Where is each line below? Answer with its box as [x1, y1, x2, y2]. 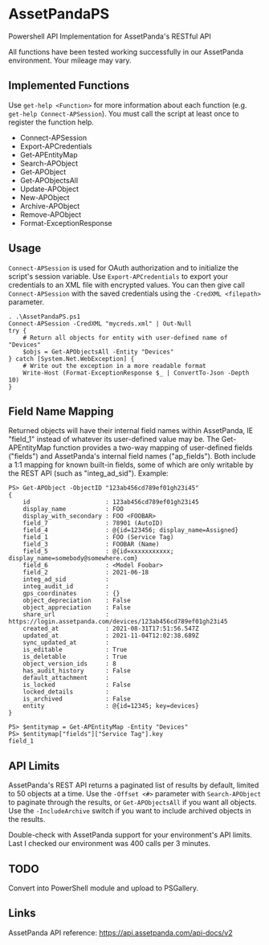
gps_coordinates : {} [22, 590, 120, 598]
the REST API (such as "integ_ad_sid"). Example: [8, 468, 169, 478]
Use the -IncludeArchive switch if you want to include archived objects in [8, 806, 251, 816]
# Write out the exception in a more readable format [22, 362, 206, 370]
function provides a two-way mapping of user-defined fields [53, 443, 253, 452]
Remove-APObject [19, 210, 82, 219]
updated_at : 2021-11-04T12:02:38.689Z [22, 632, 199, 640]
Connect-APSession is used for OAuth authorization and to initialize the [8, 263, 239, 272]
